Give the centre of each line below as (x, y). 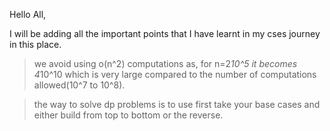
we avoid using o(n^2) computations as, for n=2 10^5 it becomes (165, 63)
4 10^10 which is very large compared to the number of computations (175, 74)
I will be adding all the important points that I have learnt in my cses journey (165, 33)
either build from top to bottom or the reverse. (128, 115)
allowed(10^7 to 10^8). (79, 85)
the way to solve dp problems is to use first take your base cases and (177, 104)
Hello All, (28, 14)
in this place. (35, 44)
